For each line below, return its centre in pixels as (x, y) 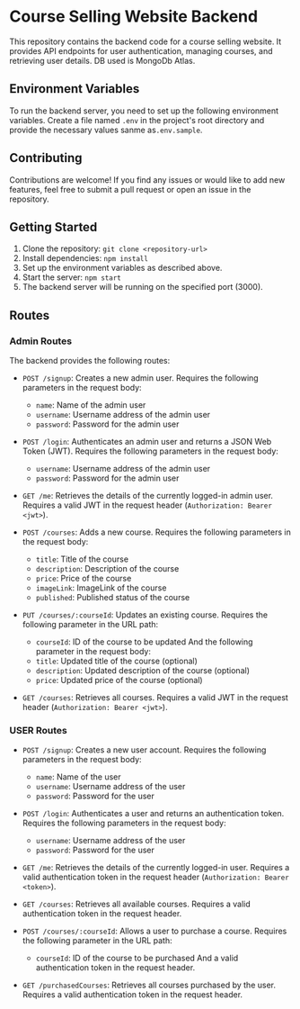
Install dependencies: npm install (85, 258)
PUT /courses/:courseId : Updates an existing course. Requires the (145, 615)
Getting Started (53, 227)
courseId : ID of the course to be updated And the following (144, 642)
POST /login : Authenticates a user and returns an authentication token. (153, 814)
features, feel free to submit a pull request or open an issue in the (130, 189)
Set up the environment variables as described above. (122, 268)
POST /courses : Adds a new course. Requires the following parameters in (157, 532)
